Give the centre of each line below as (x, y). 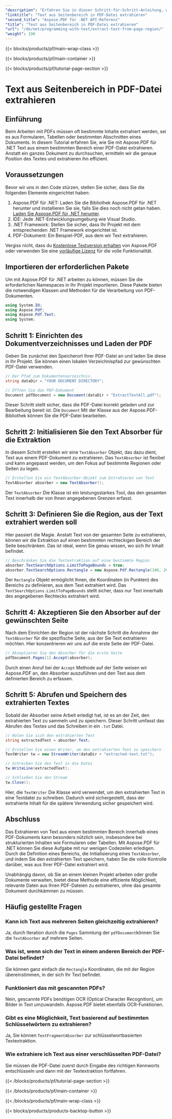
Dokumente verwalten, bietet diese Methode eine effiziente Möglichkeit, (81, 880)
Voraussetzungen (35, 175)
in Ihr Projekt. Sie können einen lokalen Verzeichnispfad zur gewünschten (83, 361)
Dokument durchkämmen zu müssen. (45, 891)
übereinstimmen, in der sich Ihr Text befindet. (53, 975)
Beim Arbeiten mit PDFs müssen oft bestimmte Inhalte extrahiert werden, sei (86, 131)
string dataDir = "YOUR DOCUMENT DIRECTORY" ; (55, 381)
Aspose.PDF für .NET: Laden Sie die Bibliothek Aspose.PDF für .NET (85, 202)
